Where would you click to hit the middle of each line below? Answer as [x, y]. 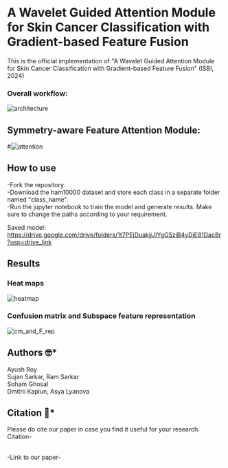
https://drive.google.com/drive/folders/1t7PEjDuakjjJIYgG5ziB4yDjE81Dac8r [114, 235]
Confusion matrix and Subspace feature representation [101, 316]
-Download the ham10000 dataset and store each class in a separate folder [114, 192]
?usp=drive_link [30, 242]
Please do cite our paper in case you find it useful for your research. [104, 429]
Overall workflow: [37, 93]
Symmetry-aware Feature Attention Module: [104, 130]
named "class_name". [38, 199]
